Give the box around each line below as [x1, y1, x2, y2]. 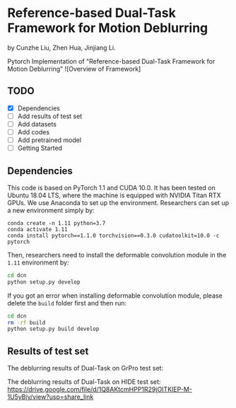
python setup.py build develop [7, 325, 100, 333]
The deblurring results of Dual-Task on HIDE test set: [7, 378, 161, 386]
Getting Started [17, 144, 62, 153]
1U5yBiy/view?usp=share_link [7, 392, 94, 401]
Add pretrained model [17, 136, 82, 144]
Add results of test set [17, 112, 83, 120]
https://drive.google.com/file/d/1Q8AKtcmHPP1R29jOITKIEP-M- [7, 385, 193, 394]
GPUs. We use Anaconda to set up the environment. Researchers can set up [7, 198, 230, 206]
